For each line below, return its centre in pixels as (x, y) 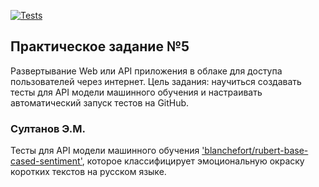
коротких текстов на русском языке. (88, 172)
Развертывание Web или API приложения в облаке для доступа (146, 71)
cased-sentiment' (46, 161)
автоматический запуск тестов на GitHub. (100, 102)
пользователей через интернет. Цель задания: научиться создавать (156, 81)
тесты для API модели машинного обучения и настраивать (136, 92)
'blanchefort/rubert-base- (255, 151)
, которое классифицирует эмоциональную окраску (193, 161)
